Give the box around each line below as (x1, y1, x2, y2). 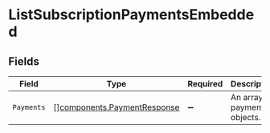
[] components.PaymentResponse (53, 102, 180, 113)
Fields (8, 54, 40, 68)
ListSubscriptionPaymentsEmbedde (8, 6, 255, 24)
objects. (230, 112, 261, 123)
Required (187, 79, 223, 89)
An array (230, 92, 264, 103)
